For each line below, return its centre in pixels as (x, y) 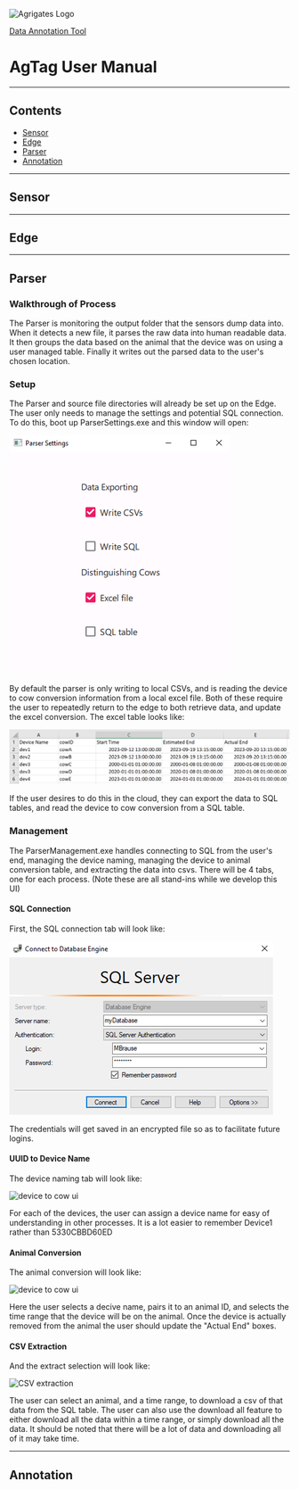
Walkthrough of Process (63, 303)
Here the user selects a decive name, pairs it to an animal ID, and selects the (149, 1307)
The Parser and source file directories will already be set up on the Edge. (143, 404)
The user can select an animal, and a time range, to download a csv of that (146, 1401)
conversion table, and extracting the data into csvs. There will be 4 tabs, (141, 869)
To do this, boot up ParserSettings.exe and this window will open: (129, 423)
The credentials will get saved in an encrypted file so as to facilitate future (145, 1129)
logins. (21, 1138)
